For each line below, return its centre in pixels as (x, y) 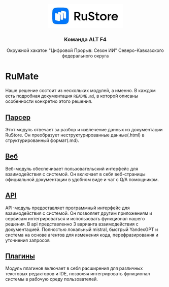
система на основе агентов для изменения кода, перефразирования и (82, 235)
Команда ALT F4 (85, 39)
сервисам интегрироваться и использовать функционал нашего (75, 218)
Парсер (18, 117)
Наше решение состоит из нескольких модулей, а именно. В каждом (80, 91)
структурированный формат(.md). (42, 140)
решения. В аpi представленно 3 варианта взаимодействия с (72, 224)
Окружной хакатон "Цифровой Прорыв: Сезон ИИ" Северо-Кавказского (85, 50)
